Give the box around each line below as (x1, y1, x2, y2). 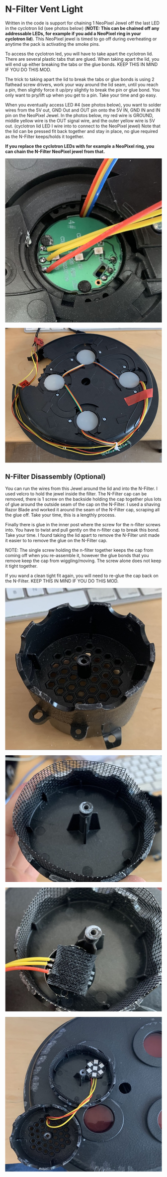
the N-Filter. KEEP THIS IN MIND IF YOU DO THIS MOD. (5, 578, 119, 584)
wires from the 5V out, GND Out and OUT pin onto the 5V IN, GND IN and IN (5, 107, 161, 113)
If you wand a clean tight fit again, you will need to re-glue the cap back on (5, 573, 159, 579)
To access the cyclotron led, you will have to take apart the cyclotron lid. (5, 51, 153, 57)
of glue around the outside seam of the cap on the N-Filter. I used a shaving (5, 501, 161, 507)
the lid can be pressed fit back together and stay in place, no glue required (5, 128, 158, 134)
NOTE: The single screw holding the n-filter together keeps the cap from (5, 547, 154, 553)
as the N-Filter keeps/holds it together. (5, 133, 84, 139)
